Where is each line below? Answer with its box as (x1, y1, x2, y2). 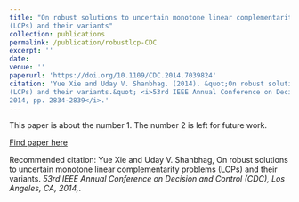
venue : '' (9, 63, 46, 72)
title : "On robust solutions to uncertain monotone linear (9, 12, 233, 22)
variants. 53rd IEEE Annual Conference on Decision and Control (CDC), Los (9, 174, 286, 184)
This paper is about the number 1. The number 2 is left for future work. (9, 120, 268, 131)
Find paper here (9, 137, 69, 148)
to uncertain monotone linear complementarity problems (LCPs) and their (9, 164, 278, 174)
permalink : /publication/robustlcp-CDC (9, 37, 158, 47)
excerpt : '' (9, 46, 53, 55)
